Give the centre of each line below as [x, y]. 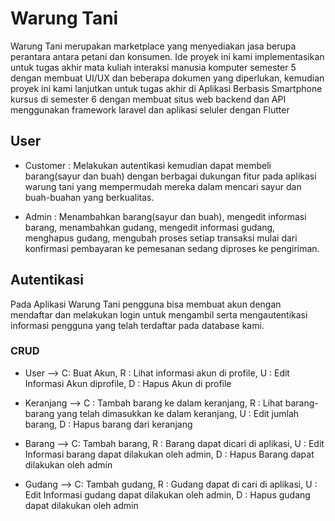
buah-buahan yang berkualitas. [89, 197]
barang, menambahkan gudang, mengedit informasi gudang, [150, 227]
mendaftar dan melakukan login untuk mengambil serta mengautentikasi [159, 314]
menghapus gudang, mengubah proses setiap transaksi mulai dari [161, 238]
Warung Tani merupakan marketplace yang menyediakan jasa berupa [153, 46]
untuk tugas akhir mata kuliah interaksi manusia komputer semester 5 [153, 67]
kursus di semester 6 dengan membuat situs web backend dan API [148, 99]
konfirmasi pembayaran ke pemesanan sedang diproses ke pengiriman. [172, 248]
